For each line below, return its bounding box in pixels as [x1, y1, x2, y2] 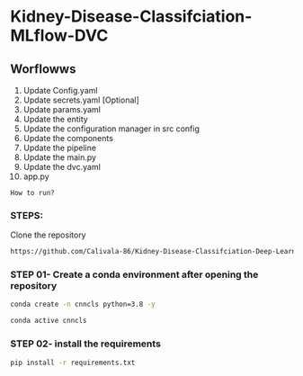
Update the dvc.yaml [22, 162, 102, 172]
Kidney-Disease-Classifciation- [10, 6, 253, 27]
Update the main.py [22, 152, 97, 163]
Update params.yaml [22, 104, 102, 114]
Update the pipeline [22, 142, 97, 153]
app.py [22, 171, 50, 182]
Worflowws [10, 61, 76, 76]
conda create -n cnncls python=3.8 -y [10, 300, 156, 309]
